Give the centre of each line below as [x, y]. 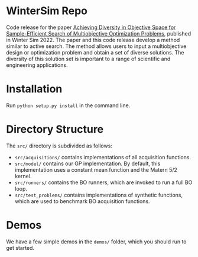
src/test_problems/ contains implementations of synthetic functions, [99, 195]
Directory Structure [55, 129]
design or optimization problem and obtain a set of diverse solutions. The [95, 52]
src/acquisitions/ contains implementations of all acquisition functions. [103, 157]
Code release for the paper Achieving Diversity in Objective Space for [91, 27]
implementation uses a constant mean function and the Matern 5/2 [96, 169]
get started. [20, 248]
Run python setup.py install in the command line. [68, 105]
